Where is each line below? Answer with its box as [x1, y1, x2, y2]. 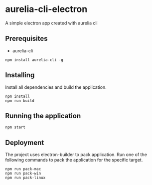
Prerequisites [5, 34, 48, 43]
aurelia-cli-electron [5, 3, 88, 15]
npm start [5, 125, 26, 130]
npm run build [5, 98, 35, 103]
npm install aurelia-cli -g [5, 57, 64, 62]
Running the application [5, 111, 81, 120]
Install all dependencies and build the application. [5, 84, 107, 90]
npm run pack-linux [5, 176, 46, 181]
